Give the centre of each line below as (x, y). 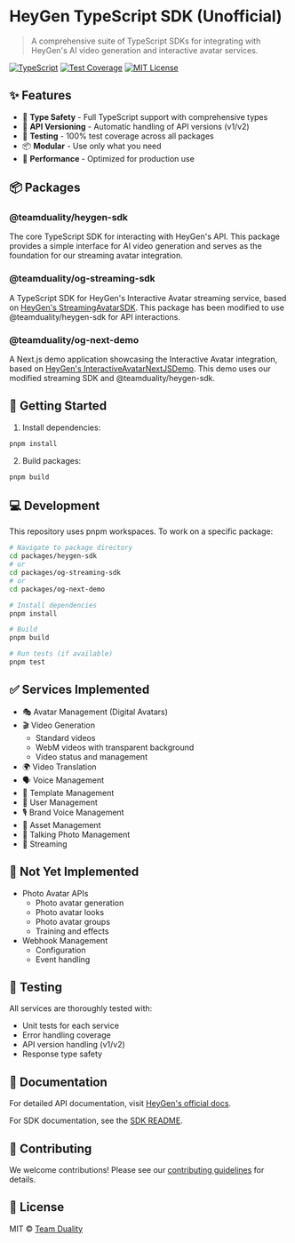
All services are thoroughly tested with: (81, 1008)
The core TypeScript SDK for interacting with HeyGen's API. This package (144, 236)
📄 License (37, 1207)
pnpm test (28, 662)
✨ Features (40, 96)
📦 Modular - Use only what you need (92, 146)
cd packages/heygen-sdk (53, 556)
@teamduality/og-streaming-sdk (82, 279)
